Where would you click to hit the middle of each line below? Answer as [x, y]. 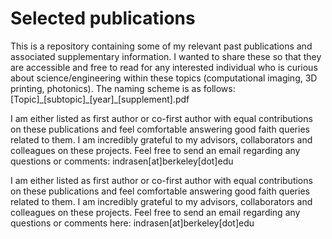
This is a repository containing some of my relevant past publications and [161, 46]
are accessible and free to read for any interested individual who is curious [164, 67]
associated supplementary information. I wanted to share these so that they [166, 56]
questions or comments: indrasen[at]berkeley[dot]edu [122, 161]
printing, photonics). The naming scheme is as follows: [123, 88]
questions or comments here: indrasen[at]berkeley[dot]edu [132, 223]
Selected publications [103, 18]
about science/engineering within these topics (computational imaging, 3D [164, 78]
